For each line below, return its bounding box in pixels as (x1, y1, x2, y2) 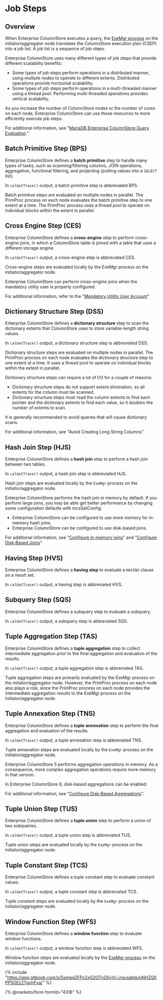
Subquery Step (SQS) (5, 596, 72, 604)
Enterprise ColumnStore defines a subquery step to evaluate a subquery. (5, 609, 151, 615)
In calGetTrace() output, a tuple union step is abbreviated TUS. (5, 832, 131, 838)
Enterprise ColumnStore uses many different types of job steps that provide (5, 55, 157, 61)
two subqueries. (5, 823, 37, 829)
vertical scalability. (12, 96, 50, 102)
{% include (5, 969, 27, 975)
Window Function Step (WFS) (5, 917, 96, 926)
